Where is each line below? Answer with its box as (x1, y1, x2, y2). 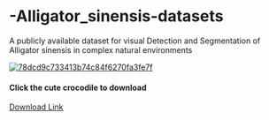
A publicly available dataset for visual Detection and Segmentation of (9, 35, 261, 46)
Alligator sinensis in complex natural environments (9, 44, 193, 55)
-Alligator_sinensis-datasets (9, 6, 224, 26)
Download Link (9, 101, 64, 112)
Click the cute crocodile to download (9, 82, 148, 93)
